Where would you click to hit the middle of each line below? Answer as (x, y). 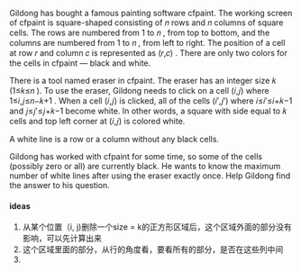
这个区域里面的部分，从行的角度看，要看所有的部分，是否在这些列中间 (153, 249)
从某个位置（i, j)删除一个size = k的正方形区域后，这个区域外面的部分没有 (157, 227)
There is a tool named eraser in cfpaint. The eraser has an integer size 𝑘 (143, 81)
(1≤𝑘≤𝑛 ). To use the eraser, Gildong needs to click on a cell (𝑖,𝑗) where (139, 91)
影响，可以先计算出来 (62, 239)
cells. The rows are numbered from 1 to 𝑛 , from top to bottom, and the (140, 32)
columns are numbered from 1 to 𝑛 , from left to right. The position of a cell (147, 43)
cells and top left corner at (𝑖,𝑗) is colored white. (97, 121)
